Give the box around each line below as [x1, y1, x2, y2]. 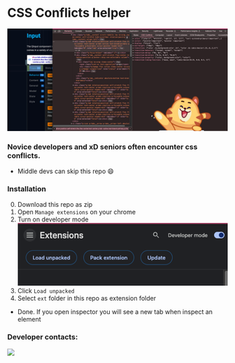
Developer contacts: [7, 332, 78, 342]
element [17, 315, 41, 323]
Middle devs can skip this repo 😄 [17, 167, 114, 175]
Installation [7, 184, 47, 194]
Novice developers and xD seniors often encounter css [7, 142, 198, 152]
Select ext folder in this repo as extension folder [17, 294, 156, 302]
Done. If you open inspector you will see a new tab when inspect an [17, 307, 213, 316]
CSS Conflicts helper [7, 5, 131, 21]
